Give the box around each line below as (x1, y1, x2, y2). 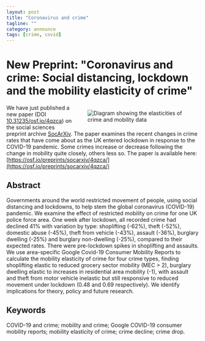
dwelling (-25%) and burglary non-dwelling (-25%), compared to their (6, 235, 182, 243)
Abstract (6, 180, 41, 191)
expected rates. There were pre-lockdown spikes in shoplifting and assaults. (6, 242, 199, 249)
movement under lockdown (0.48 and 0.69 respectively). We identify (6, 280, 180, 288)
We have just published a (6, 105, 70, 112)
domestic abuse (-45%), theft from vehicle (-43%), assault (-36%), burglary (6, 229, 199, 236)
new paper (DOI (6, 111, 47, 118)
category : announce (6, 26, 56, 32)
